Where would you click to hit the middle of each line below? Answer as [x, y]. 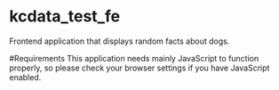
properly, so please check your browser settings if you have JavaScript [139, 68]
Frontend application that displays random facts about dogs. [120, 41]
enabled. [25, 77]
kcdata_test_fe [65, 16]
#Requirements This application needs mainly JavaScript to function [134, 58]
